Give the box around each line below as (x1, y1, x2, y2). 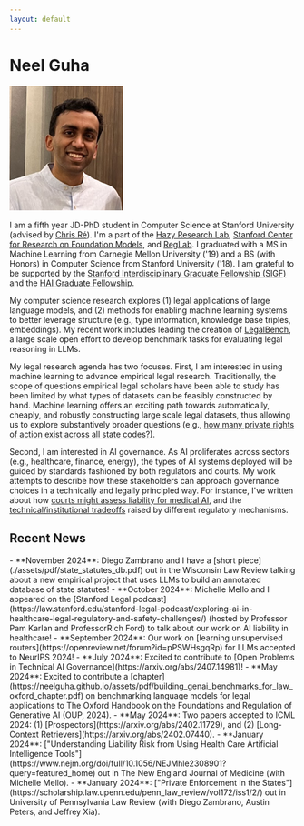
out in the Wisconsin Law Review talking (144, 564, 296, 575)
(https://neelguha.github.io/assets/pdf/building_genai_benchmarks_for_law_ (9, 680, 293, 691)
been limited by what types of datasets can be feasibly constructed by (9, 390, 273, 401)
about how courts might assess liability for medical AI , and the (9, 495, 242, 506)
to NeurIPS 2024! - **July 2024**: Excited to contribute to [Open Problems (9, 651, 295, 662)
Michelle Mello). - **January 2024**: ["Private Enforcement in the (9, 777, 260, 788)
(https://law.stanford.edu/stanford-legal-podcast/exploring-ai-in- (9, 603, 253, 614)
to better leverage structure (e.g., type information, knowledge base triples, (9, 315, 291, 326)
